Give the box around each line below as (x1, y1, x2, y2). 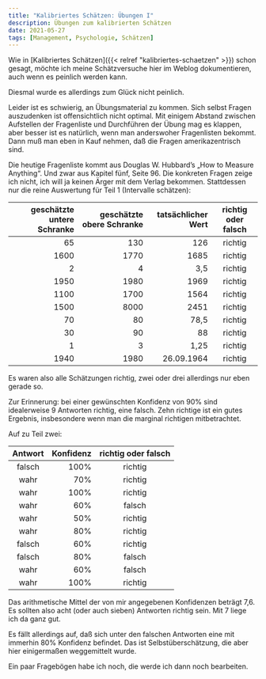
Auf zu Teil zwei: (8, 429, 63, 439)
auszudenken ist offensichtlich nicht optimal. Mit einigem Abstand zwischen (8, 112, 256, 121)
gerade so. (8, 381, 44, 392)
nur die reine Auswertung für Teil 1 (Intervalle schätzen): (8, 185, 192, 195)
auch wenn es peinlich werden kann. (8, 72, 128, 82)
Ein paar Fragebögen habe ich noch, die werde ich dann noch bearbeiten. (8, 662, 249, 671)
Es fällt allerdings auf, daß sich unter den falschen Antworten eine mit (8, 630, 235, 639)
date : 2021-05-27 (8, 26, 66, 34)
